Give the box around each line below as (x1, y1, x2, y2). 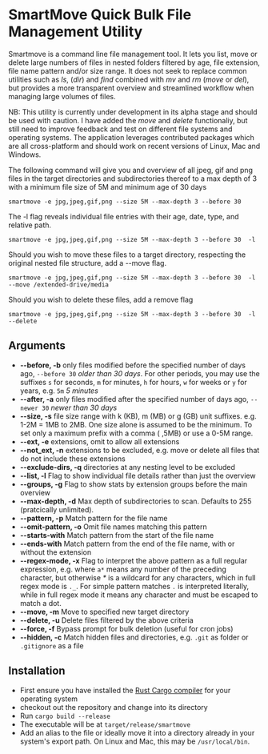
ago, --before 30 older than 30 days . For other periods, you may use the (19, 368, 260, 378)
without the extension (19, 547, 92, 557)
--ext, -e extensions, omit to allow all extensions (19, 436, 180, 446)
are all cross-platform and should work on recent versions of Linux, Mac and (8, 141, 261, 150)
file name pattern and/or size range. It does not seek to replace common (8, 66, 247, 75)
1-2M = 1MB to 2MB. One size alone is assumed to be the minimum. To (19, 419, 253, 429)
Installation (8, 664, 66, 678)
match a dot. (19, 598, 62, 608)
